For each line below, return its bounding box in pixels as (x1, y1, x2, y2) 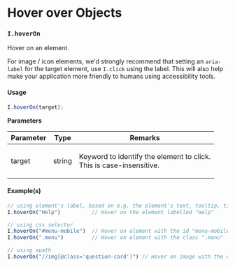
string (52, 155, 72, 165)
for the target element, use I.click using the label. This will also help (24, 65, 224, 73)
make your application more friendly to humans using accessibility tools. (7, 72, 216, 81)
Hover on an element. (7, 44, 70, 52)
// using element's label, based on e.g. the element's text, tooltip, (7, 202, 220, 209)
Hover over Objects (7, 5, 122, 21)
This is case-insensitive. (78, 160, 159, 170)
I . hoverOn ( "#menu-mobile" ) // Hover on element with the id (7, 228, 190, 235)
